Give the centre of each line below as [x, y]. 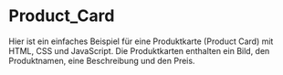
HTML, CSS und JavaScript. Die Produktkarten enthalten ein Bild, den [139, 50]
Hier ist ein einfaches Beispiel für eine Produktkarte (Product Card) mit [141, 41]
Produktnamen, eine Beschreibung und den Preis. [102, 60]
